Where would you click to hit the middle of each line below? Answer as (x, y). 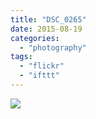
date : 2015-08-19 (46, 29)
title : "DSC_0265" (48, 19)
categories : (35, 38)
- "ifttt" (39, 76)
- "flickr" (42, 66)
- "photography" (53, 47)
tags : (21, 57)
